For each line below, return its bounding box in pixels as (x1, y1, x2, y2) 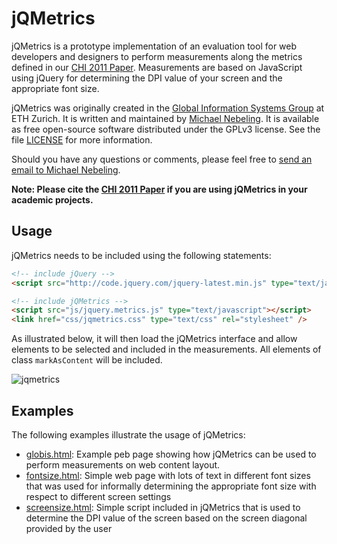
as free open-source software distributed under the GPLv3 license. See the (11, 123, 321, 135)
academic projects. (11, 193, 94, 206)
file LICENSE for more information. (11, 133, 153, 146)
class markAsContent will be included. (11, 354, 163, 366)
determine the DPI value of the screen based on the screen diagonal (25, 512, 308, 524)
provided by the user (25, 522, 113, 534)
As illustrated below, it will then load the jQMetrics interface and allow (11, 333, 298, 345)
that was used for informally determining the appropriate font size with (25, 480, 317, 492)
